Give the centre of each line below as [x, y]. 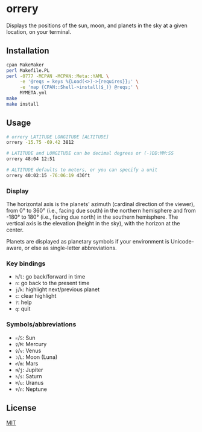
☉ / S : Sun [25, 338]
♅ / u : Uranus [29, 382]
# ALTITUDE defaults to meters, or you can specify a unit [82, 170]
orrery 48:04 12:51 [31, 159]
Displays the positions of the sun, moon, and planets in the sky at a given [97, 25]
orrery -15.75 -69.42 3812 [40, 143]
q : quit [23, 309]
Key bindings [26, 263]
